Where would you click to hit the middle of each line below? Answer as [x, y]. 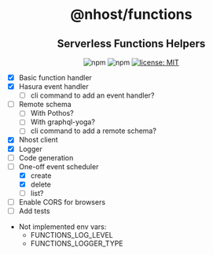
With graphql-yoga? [63, 122]
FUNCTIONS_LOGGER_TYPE [77, 243]
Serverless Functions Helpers [131, 44]
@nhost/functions [131, 15]
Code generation [46, 157]
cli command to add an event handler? [92, 95]
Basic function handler [55, 78]
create [41, 176]
